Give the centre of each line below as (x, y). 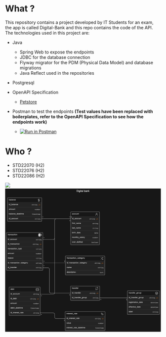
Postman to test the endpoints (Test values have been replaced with (83, 111)
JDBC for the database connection (55, 57)
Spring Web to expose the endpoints (57, 52)
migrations (30, 68)
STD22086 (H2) (29, 176)
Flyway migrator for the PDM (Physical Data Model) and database (86, 62)
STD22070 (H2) (28, 165)
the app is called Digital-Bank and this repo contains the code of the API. (79, 27)
